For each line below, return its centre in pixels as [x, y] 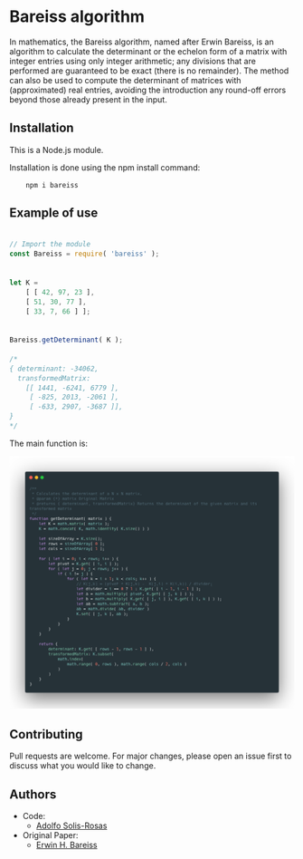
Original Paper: [50, 835]
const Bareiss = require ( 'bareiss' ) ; [85, 254]
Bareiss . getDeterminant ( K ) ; [66, 340]
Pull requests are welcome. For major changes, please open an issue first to [151, 756]
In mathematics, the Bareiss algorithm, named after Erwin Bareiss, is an [142, 42]
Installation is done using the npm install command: [105, 167]
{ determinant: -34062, [54, 369]
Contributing [46, 734]
